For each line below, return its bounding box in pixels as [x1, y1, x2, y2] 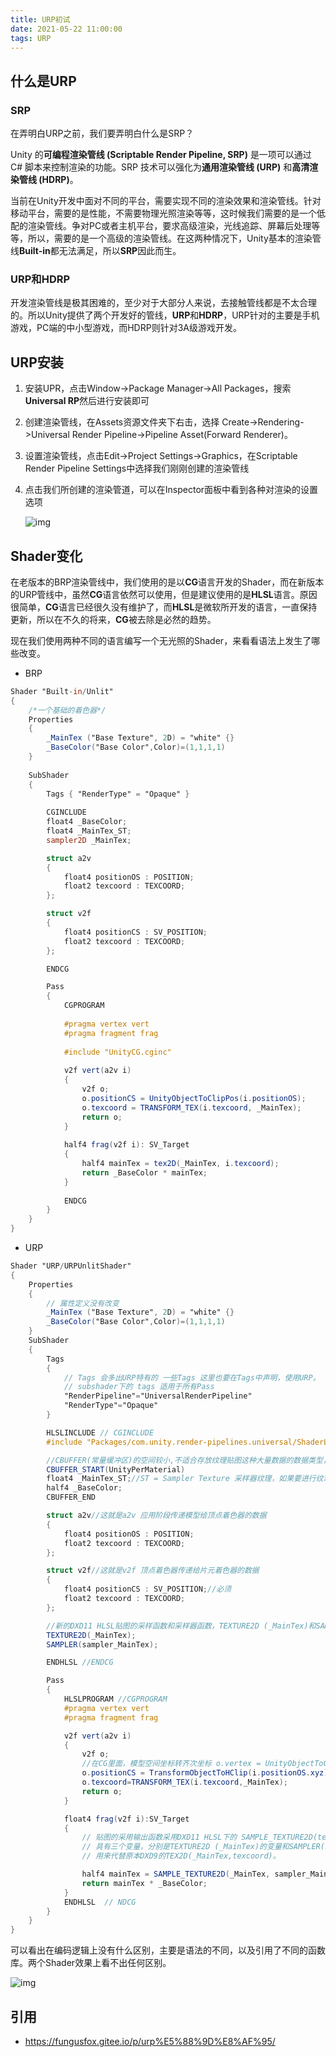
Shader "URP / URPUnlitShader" [10, 1261, 132, 1271]
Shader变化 [10, 547, 83, 565]
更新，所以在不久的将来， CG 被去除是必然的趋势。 [10, 613, 217, 625]
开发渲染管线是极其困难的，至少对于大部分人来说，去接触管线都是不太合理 [10, 297, 317, 309]
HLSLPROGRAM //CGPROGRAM [63, 1694, 168, 1705]
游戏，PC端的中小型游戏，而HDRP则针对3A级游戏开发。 [10, 322, 242, 334]
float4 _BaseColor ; [46, 817, 128, 827]
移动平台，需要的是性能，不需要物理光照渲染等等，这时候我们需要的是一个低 [10, 207, 326, 220]
